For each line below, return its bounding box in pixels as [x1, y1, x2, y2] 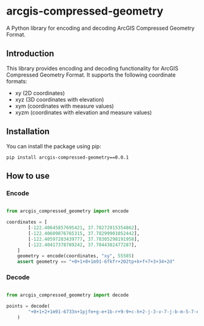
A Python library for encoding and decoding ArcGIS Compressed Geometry [6, 24, 195, 32]
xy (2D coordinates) [15, 89, 65, 97]
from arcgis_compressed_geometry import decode [6, 292, 129, 299]
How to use [6, 170, 50, 181]
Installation [6, 127, 50, 137]
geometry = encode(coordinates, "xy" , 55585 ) [17, 253, 135, 259]
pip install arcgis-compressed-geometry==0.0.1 [6, 154, 129, 161]
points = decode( [6, 303, 50, 310]
